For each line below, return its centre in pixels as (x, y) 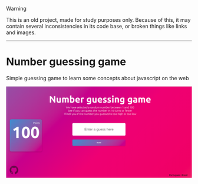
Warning (16, 9)
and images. (21, 32)
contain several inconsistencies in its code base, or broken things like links (97, 26)
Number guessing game (66, 62)
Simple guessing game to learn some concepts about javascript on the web (98, 78)
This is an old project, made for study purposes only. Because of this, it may (98, 20)
